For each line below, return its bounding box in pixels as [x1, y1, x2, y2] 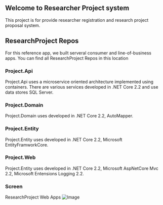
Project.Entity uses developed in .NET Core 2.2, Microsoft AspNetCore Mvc [5, 165, 159, 171]
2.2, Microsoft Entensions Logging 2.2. [5, 170, 84, 176]
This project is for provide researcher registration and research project [5, 17, 149, 23]
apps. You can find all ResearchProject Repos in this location [5, 55, 128, 61]
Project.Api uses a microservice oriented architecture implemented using [5, 79, 154, 85]
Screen [5, 183, 23, 190]
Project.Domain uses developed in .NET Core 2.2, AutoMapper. [5, 113, 133, 119]
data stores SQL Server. [5, 89, 53, 95]
